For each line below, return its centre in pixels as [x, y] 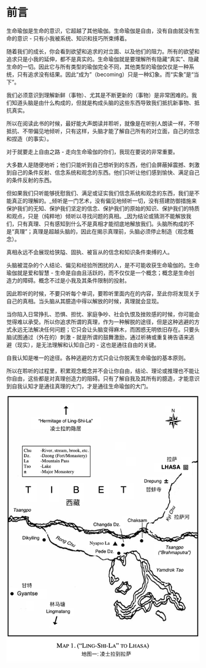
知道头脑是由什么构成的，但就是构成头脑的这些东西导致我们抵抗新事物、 [103, 102]
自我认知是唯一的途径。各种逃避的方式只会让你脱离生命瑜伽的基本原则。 [97, 358]
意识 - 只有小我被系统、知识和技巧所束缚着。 [74, 38]
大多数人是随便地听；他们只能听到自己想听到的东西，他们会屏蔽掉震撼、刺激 [103, 165]
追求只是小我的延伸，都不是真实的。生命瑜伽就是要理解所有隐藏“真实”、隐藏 [103, 59]
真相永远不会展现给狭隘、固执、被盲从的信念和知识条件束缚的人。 [90, 252]
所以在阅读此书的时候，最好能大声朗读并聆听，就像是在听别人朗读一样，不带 [103, 123]
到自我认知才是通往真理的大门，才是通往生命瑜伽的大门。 [79, 386]
